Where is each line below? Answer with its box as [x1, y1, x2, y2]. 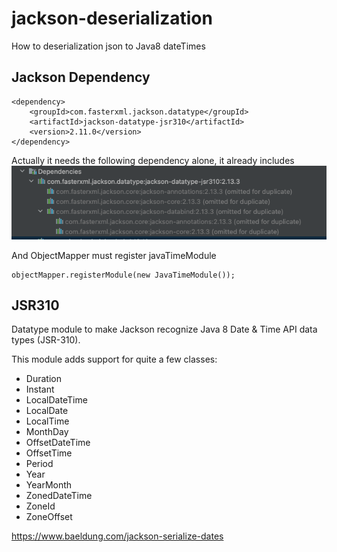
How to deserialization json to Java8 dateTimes [11, 40, 206, 52]
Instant [25, 383, 55, 396]
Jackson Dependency [11, 69, 151, 86]
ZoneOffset [25, 511, 73, 523]
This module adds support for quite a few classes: [11, 353, 218, 366]
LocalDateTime [25, 394, 88, 406]
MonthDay [25, 426, 69, 438]
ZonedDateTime [25, 490, 93, 502]
